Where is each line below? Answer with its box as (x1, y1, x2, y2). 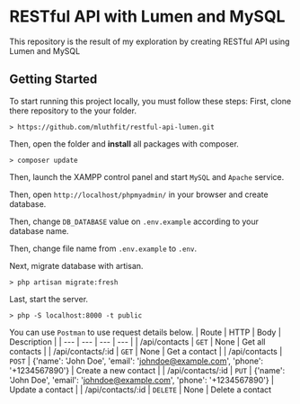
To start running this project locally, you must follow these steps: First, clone (9, 95, 292, 106)
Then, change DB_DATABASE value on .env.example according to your (9, 216, 259, 227)
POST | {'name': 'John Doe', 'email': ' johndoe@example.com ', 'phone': (9, 355, 263, 366)
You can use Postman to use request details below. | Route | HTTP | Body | (9, 327, 281, 337)
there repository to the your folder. (9, 105, 137, 116)
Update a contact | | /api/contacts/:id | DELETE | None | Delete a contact (9, 384, 272, 395)
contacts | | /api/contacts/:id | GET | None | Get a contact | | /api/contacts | (9, 346, 283, 356)
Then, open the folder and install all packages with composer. (9, 138, 240, 149)
